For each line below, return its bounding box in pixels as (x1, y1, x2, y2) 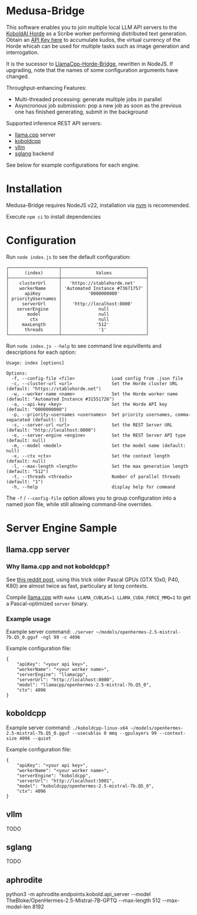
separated (6, 416, 31, 423)
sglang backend (14, 149, 54, 157)
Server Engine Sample (6, 522, 117, 535)
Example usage (6, 614, 51, 623)
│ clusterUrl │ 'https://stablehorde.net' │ (6, 280, 149, 286)
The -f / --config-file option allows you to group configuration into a (6, 494, 176, 502)
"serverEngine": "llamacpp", (17, 672, 88, 678)
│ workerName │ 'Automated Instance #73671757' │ (6, 285, 149, 291)
